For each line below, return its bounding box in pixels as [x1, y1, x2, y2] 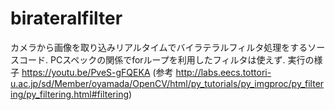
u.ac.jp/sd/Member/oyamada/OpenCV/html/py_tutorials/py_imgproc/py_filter [10, 77, 325, 89]
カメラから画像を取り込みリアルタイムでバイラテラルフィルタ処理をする [10, 41, 308, 53]
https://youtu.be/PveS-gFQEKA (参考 [21, 66, 174, 78]
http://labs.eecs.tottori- [175, 66, 272, 78]
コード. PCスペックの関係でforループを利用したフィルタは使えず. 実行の [18, 53, 315, 66]
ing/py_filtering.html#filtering [10, 88, 130, 100]
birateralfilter [10, 7, 123, 30]
